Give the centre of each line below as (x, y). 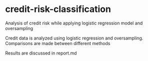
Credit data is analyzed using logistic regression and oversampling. (74, 38)
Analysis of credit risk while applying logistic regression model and (74, 23)
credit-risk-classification (58, 9)
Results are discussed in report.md (41, 53)
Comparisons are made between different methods (58, 43)
